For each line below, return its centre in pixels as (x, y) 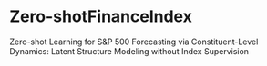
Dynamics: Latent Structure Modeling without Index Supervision (129, 51)
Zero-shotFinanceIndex (101, 17)
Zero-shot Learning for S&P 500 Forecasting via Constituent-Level (134, 42)
